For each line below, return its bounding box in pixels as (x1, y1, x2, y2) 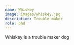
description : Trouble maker (5, 16, 63, 21)
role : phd (5, 21, 26, 26)
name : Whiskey (5, 7, 35, 12)
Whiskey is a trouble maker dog (5, 34, 70, 40)
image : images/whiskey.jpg (5, 12, 61, 17)
